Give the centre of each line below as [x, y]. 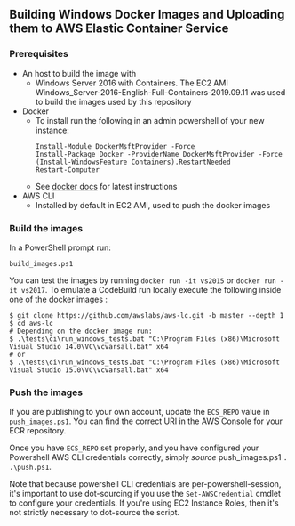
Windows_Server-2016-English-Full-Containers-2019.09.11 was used [160, 92]
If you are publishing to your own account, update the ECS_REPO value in [140, 412]
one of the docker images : [59, 299]
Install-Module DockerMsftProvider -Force [115, 146]
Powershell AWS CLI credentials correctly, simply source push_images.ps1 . [148, 457]
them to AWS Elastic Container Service [119, 29]
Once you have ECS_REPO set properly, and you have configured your [134, 448]
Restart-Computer [68, 170]
